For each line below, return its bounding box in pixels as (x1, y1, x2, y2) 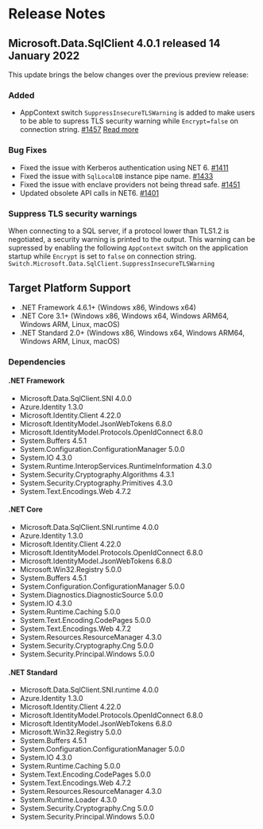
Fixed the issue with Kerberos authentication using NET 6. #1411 (19, 162, 229, 172)
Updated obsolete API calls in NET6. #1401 (19, 188, 160, 197)
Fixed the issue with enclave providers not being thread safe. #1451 (19, 180, 241, 189)
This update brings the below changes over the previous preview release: (8, 70, 249, 80)
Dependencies (8, 356, 66, 367)
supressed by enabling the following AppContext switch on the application (8, 243, 249, 252)
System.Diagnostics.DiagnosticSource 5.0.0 (19, 590, 164, 600)
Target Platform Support (8, 282, 131, 295)
